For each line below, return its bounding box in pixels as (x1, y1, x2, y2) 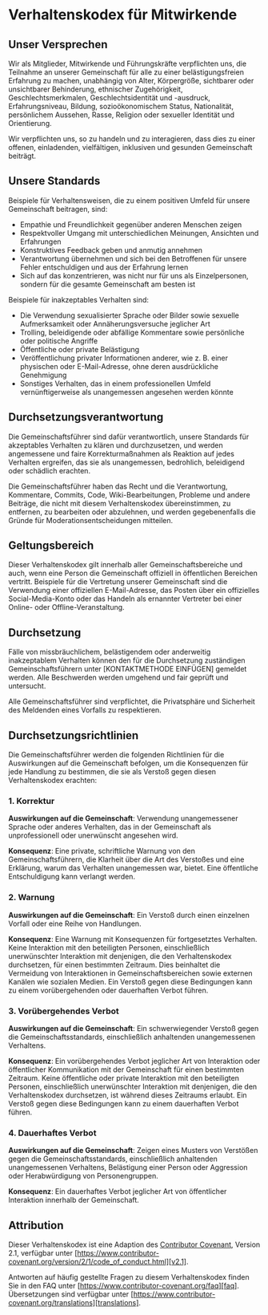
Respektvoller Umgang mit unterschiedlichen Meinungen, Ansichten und (19, 228, 259, 237)
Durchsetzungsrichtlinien (8, 729, 139, 742)
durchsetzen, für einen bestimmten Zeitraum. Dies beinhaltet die (8, 960, 221, 969)
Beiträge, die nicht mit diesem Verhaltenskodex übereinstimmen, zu (8, 498, 231, 508)
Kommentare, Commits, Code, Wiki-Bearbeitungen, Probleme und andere (8, 489, 250, 499)
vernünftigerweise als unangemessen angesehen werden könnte (19, 387, 234, 396)
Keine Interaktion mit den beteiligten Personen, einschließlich (8, 943, 210, 952)
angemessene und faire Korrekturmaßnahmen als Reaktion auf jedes (8, 448, 234, 458)
